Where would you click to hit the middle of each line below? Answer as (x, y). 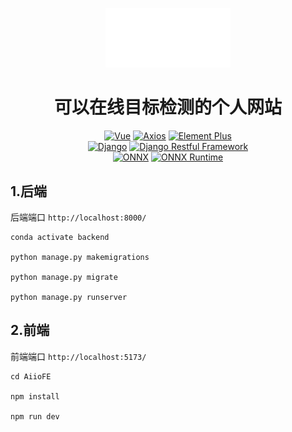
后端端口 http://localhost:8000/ (78, 217)
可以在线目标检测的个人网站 (167, 107)
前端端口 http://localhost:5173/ (78, 356)
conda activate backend (60, 237)
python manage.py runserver (69, 297)
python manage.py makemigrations (80, 257)
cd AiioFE (31, 376)
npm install (35, 396)
